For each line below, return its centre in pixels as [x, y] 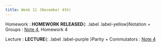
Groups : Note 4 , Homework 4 [36, 29]
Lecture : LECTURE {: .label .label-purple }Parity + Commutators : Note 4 [80, 39]
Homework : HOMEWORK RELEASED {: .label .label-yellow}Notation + [78, 24]
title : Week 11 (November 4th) [38, 10]
